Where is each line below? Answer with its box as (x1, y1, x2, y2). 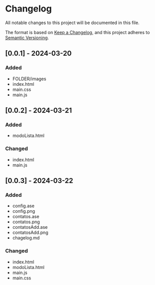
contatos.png (12, 219, 40, 225)
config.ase (12, 203, 35, 209)
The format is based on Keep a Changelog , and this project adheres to (5, 29, 150, 35)
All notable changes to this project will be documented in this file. (5, 20, 140, 26)
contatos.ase (12, 214, 39, 220)
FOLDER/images (12, 76, 46, 82)
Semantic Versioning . (5, 35, 49, 41)
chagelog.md (12, 235, 40, 241)
